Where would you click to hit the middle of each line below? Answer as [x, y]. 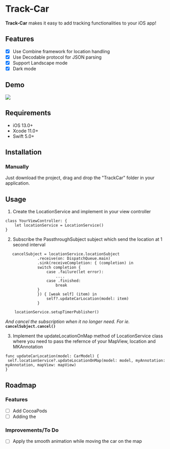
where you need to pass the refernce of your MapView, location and [84, 341]
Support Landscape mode [40, 63]
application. [18, 183]
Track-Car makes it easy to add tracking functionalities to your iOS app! [81, 23]
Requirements [28, 113]
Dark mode [25, 68]
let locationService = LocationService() [59, 226]
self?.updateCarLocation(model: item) [88, 299]
